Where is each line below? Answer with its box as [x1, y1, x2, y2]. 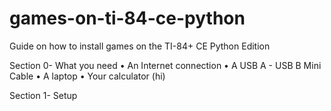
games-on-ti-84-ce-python [9, 7, 246, 30]
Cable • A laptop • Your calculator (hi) [9, 70, 166, 82]
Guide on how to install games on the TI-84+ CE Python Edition [9, 40, 271, 52]
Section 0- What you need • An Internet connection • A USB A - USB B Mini [9, 59, 322, 71]
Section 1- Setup [9, 89, 78, 101]
